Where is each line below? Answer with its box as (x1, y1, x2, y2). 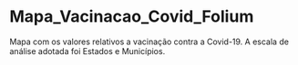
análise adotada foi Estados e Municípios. (9, 45, 166, 56)
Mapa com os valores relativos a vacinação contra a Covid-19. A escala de (9, 36, 290, 47)
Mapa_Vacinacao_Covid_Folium (9, 6, 254, 27)
